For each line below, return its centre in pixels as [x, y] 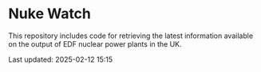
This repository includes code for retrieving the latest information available [131, 36]
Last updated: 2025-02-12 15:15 [61, 59]
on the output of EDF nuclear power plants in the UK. [95, 44]
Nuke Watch [50, 14]
